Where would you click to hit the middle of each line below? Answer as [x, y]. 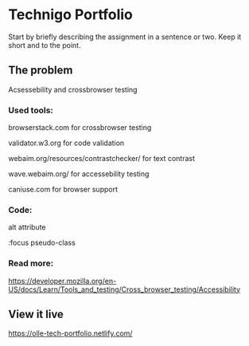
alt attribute [27, 227]
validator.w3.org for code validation [66, 143]
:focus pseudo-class [42, 243]
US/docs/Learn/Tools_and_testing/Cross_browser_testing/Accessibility [124, 289]
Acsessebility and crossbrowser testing [73, 89]
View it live [36, 315]
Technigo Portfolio [71, 15]
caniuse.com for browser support [63, 190]
